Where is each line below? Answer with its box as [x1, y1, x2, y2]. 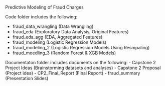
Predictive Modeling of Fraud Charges [5, 4, 84, 10]
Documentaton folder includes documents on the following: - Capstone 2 [5, 60, 156, 65]
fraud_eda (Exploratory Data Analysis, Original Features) [12, 29, 129, 34]
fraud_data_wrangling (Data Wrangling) [12, 23, 94, 29]
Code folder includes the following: [5, 14, 78, 19]
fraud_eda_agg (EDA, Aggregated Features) [12, 34, 103, 40]
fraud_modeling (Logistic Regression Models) [12, 39, 107, 45]
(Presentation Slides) [5, 76, 49, 81]
